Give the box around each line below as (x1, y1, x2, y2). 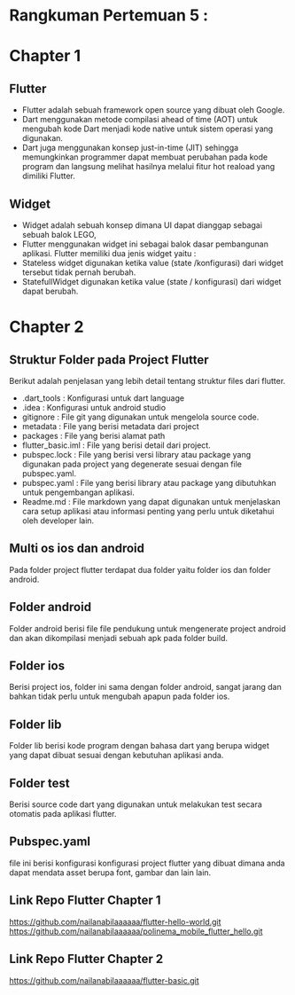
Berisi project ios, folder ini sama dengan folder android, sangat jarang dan (9, 682, 282, 693)
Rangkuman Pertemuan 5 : (9, 5, 209, 26)
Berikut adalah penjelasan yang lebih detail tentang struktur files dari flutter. (9, 376, 286, 386)
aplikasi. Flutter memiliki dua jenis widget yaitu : (21, 248, 197, 258)
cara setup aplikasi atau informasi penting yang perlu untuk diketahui (21, 506, 275, 516)
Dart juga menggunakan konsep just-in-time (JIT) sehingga (21, 143, 239, 153)
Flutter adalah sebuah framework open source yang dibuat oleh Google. (21, 105, 285, 115)
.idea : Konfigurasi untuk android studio (21, 403, 167, 412)
